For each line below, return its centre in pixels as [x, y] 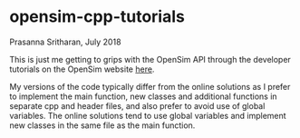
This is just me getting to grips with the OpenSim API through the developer [150, 59]
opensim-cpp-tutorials [97, 17]
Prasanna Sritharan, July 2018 [65, 42]
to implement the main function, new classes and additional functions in [144, 96]
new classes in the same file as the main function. [102, 125]
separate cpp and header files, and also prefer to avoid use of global [137, 105]
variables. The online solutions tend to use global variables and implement [148, 115]
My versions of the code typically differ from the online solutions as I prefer [150, 86]
